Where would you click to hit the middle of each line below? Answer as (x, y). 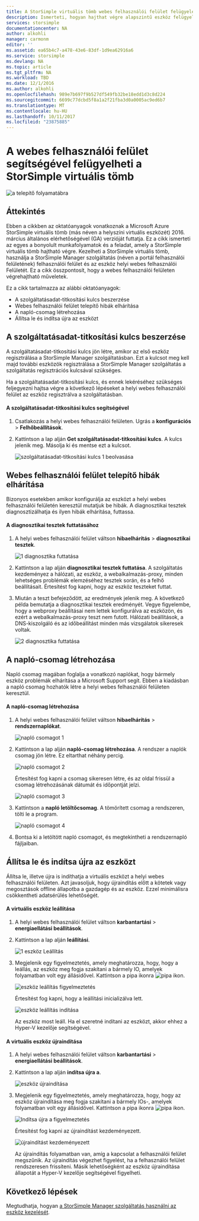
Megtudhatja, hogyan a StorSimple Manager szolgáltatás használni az (91, 1206)
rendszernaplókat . (38, 726)
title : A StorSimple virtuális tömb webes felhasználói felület (87, 12)
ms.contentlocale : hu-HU (37, 111)
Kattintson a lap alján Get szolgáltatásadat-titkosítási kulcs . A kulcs (98, 439)
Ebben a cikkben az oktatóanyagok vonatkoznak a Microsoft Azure (88, 226)
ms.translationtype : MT (36, 105)
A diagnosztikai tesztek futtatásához (52, 525)
